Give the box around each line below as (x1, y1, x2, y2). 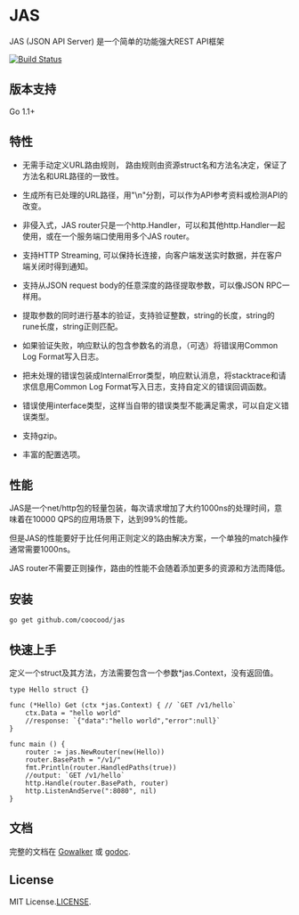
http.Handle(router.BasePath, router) (25, 779, 169, 788)
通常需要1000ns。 (9, 544, 76, 555)
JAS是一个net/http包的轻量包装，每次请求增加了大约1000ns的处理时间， (9, 502, 275, 513)
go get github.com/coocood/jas (9, 616, 125, 625)
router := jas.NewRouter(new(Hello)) (25, 748, 166, 756)
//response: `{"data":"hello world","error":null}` (25, 716, 221, 725)
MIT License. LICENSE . (9, 896, 92, 907)
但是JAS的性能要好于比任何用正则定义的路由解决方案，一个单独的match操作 (9, 533, 289, 543)
